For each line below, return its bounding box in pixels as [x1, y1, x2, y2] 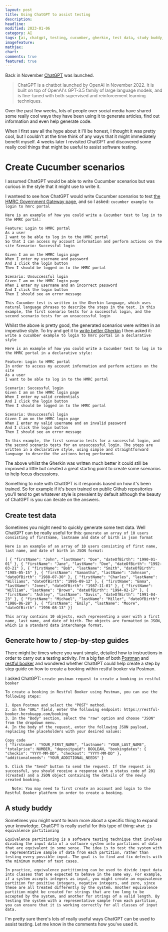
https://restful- [123, 707, 160, 712]
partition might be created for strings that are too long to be [5, 889, 144, 894]
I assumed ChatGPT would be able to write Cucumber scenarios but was [5, 178, 155, 184]
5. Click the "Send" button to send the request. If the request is [5, 764, 151, 769]
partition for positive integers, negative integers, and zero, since [5, 880, 155, 885]
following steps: [5, 694, 41, 699]
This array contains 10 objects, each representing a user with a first [5, 614, 160, 619]
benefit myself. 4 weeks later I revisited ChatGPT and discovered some [5, 139, 151, 145]
